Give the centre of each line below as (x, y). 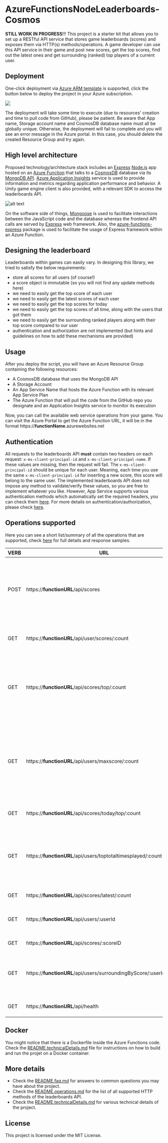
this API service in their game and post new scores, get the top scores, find (83, 50)
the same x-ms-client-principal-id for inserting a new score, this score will (84, 475)
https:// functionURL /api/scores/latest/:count (78, 895)
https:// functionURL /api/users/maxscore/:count (82, 761)
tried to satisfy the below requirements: (46, 268)
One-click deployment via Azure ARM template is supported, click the (77, 88)
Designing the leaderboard (48, 250)
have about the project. (36, 1086)
